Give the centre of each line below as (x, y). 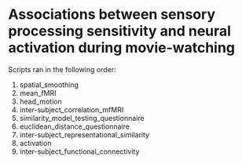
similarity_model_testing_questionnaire (82, 118)
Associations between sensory (112, 15)
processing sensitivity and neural (120, 31)
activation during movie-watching (122, 48)
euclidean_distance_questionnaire (74, 126)
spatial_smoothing (49, 85)
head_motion (40, 101)
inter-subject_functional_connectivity (79, 151)
